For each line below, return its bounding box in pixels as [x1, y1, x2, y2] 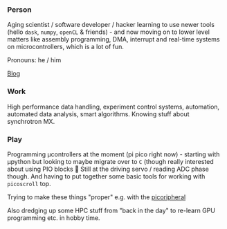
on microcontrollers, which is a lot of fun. [7, 43, 125, 51]
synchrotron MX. [7, 117, 55, 125]
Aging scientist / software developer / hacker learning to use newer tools [7, 21, 215, 29]
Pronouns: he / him [7, 56, 62, 64]
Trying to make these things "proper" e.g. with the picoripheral [7, 192, 186, 201]
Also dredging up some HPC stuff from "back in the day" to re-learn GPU [7, 206, 216, 214]
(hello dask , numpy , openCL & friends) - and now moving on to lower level [7, 28, 210, 36]
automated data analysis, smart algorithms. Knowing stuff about [7, 109, 190, 118]
